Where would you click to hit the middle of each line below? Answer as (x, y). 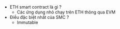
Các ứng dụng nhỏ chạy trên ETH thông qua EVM (66, 12)
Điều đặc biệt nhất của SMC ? (39, 17)
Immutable (27, 22)
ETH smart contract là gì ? (36, 7)
